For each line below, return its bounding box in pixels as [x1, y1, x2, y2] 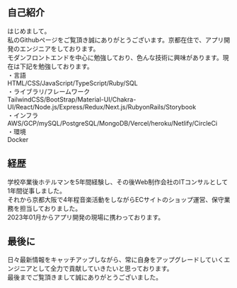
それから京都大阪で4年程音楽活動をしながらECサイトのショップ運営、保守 [7, 195, 224, 203]
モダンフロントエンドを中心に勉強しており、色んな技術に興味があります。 [7, 53, 223, 61]
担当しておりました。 [19, 204, 82, 212]
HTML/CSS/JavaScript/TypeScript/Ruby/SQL [7, 78, 138, 87]
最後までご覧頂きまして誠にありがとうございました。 [7, 273, 163, 282]
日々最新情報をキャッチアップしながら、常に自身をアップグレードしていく [7, 256, 224, 264]
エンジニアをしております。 [19, 44, 100, 53]
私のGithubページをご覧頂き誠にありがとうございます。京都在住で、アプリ [7, 35, 224, 44]
